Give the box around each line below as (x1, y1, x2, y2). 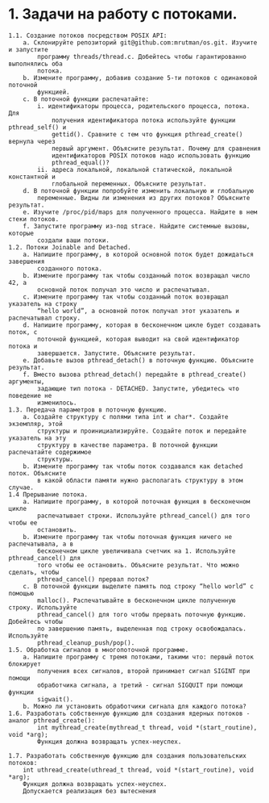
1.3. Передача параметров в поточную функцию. (8, 405, 168, 414)
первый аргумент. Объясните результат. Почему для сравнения (51, 144, 262, 153)
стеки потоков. (8, 215, 60, 223)
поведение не (8, 391, 52, 399)
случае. (8, 483, 35, 491)
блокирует (8, 659, 42, 668)
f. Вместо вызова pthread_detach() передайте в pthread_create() (23, 370, 247, 378)
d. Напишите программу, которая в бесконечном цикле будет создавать (23, 320, 262, 329)
